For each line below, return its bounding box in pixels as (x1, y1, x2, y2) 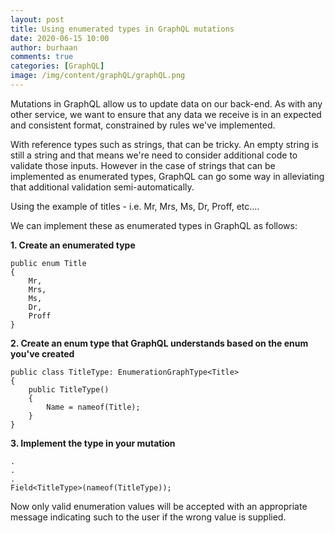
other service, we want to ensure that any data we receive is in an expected (10, 108, 322, 120)
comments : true (10, 52, 74, 62)
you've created (10, 347, 75, 360)
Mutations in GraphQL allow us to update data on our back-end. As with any (10, 97, 323, 110)
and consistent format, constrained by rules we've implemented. (10, 119, 276, 131)
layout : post (10, 14, 65, 25)
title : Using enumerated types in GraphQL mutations (10, 24, 235, 34)
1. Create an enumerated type (10, 239, 136, 251)
